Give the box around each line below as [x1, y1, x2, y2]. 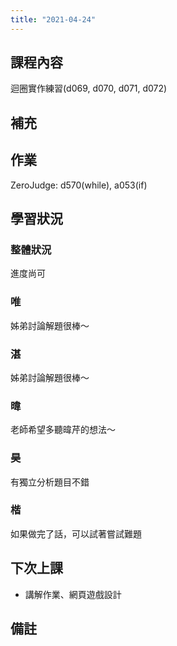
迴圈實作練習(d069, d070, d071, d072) [10, 82, 168, 95]
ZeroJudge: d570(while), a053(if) [10, 179, 148, 191]
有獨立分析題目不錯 [10, 476, 90, 488]
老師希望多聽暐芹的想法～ [10, 424, 116, 436]
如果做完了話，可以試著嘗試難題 [10, 527, 142, 540]
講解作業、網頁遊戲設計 [24, 588, 122, 600]
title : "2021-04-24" [10, 14, 97, 25]
